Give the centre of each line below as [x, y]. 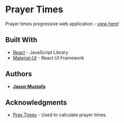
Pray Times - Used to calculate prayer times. [60, 115]
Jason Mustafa [29, 86]
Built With [21, 40]
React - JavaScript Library [40, 52]
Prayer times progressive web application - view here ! [62, 24]
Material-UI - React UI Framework [48, 58]
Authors [19, 74]
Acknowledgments [36, 102]
